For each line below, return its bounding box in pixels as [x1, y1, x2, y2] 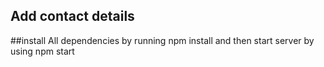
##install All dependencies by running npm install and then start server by [10, 34, 315, 46]
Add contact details [10, 8, 135, 25]
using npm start [10, 45, 75, 57]
